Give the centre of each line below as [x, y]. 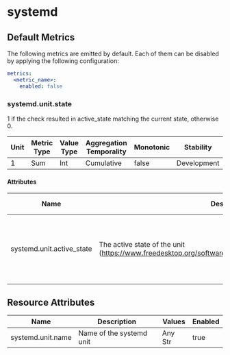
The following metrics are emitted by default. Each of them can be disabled [113, 53]
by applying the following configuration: [63, 61]
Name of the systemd [113, 333]
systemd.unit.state [40, 103]
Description [117, 321]
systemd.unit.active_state [51, 249]
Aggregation [106, 143]
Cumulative [103, 163]
